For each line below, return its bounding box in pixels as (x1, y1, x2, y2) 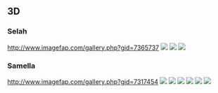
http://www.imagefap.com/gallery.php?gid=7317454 (7, 77, 158, 86)
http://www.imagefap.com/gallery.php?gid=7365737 (7, 43, 160, 52)
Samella (7, 61, 36, 71)
